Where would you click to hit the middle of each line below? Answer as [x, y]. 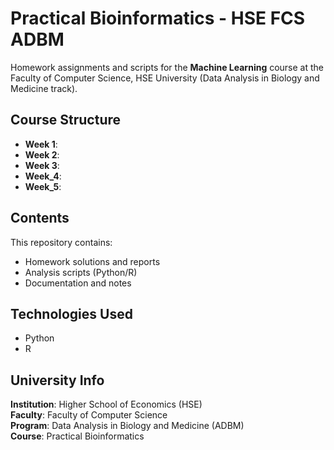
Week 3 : [42, 165]
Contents [40, 218]
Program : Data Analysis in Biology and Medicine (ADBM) [127, 426]
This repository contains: [61, 242]
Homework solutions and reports [92, 261]
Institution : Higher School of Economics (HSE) [106, 404]
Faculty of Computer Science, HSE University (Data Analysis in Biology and [165, 78]
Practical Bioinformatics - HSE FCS [158, 18]
